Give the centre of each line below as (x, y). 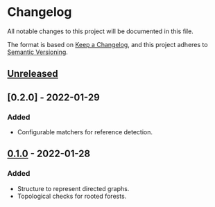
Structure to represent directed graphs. (73, 188)
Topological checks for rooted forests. (72, 196)
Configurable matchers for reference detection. (85, 132)
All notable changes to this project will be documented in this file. (101, 31)
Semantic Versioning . (37, 52)
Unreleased (33, 74)
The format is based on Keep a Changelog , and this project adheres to (108, 44)
